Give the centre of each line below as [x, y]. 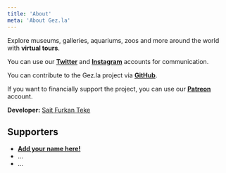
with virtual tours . [33, 48]
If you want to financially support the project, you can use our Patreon [109, 89]
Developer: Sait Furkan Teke [49, 110]
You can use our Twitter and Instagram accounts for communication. [108, 61]
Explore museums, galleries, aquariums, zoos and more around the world [113, 40]
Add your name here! [49, 149]
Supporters [33, 132]
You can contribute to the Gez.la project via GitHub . [82, 75]
